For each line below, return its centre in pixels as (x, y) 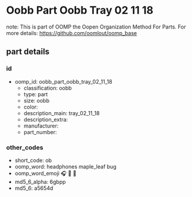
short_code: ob (33, 160)
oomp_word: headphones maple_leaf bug (66, 166)
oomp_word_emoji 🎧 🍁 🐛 (45, 173)
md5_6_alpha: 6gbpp (40, 182)
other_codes (25, 147)
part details (28, 52)
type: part (36, 94)
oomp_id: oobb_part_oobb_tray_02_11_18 (64, 81)
